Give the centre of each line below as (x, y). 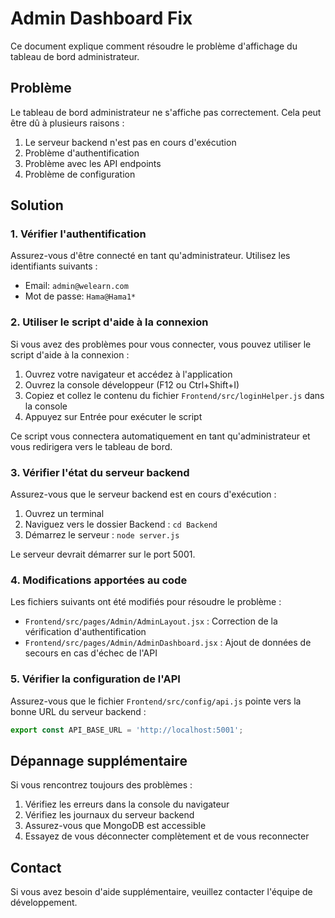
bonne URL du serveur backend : (78, 711)
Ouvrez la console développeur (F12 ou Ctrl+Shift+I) (132, 384)
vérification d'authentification (85, 632)
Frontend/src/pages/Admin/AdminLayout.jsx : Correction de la (151, 621)
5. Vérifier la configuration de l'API (95, 679)
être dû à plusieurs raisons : (67, 123)
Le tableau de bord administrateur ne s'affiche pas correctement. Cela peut (166, 112)
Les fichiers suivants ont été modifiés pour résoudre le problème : (146, 602)
